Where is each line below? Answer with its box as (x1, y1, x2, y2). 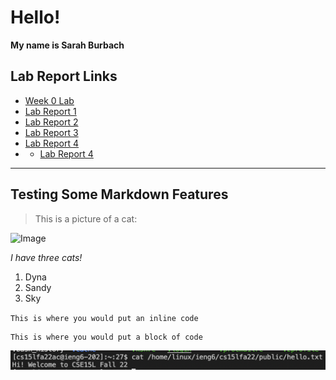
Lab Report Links (10, 68, 118, 85)
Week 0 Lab (24, 94, 75, 106)
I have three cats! (10, 251, 83, 263)
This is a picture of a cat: (34, 212, 138, 225)
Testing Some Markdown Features (10, 186, 229, 203)
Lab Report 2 (24, 116, 79, 128)
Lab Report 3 (24, 126, 79, 138)
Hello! (10, 6, 61, 29)
